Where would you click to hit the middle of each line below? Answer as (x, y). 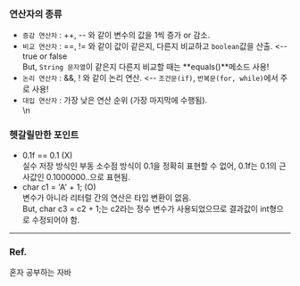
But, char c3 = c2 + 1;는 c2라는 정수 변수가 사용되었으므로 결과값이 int (146, 208)
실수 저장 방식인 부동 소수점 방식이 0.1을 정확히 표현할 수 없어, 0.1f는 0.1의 (150, 166)
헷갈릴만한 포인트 (44, 135)
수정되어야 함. (56, 219)
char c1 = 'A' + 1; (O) (59, 187)
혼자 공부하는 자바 (40, 272)
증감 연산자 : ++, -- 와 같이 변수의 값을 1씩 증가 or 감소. (116, 35)
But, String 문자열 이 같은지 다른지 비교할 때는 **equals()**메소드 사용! (146, 67)
